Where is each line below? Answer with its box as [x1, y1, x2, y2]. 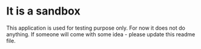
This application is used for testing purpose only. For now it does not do [6, 24, 186, 31]
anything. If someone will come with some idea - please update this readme [6, 30, 196, 38]
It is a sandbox [6, 4, 81, 18]
